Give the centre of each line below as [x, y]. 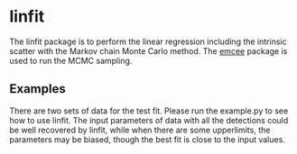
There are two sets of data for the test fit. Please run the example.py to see [149, 111]
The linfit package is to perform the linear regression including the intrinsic [148, 41]
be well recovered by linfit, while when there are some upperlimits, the [140, 130]
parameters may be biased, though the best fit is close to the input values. [148, 139]
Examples [37, 89]
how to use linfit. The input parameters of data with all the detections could [149, 120]
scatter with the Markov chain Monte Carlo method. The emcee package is [148, 50]
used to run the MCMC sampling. [71, 60]
